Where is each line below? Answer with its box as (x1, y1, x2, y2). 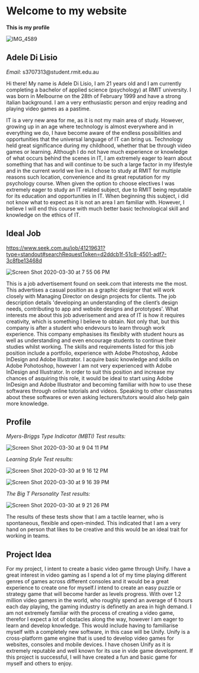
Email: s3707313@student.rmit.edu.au (6, 68, 99, 75)
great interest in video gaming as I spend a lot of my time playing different (6, 571, 187, 579)
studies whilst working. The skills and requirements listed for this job (6, 343, 174, 350)
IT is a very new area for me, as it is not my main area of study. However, (6, 116, 184, 124)
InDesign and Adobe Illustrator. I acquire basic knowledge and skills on (6, 355, 179, 363)
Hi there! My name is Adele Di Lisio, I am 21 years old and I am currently (6, 80, 182, 87)
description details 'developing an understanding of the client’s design (6, 299, 178, 306)
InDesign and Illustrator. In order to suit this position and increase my (6, 368, 175, 375)
